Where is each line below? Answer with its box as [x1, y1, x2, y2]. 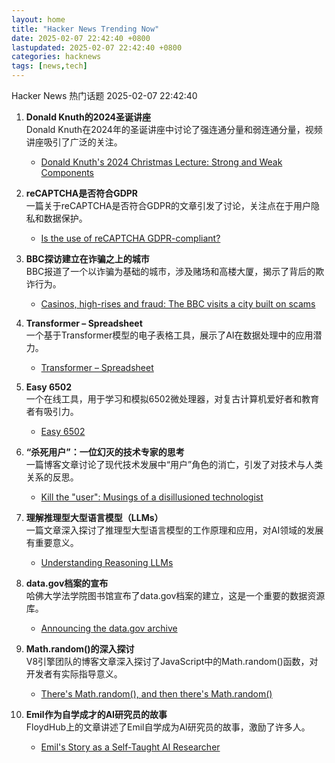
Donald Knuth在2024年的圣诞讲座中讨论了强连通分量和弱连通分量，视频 [25, 124, 323, 135]
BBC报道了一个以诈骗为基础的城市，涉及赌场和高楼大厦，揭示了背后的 [25, 266, 316, 277]
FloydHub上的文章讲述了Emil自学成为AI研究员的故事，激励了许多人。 [25, 721, 311, 733]
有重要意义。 [25, 537, 79, 548]
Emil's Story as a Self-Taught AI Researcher [40, 741, 221, 753]
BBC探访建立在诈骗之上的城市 [25, 253, 150, 265]
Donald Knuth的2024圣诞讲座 [25, 111, 151, 123]
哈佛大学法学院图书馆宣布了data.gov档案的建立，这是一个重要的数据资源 [25, 590, 326, 601]
